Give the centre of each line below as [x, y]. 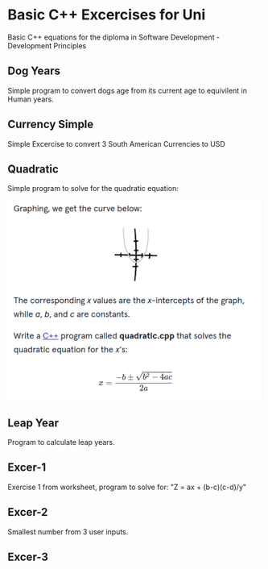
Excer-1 [27, 468]
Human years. [31, 99]
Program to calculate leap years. [62, 442]
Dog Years [34, 71]
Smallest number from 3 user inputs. [68, 532]
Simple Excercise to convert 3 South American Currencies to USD [117, 143]
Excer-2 [28, 512]
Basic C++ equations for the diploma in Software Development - [114, 37]
